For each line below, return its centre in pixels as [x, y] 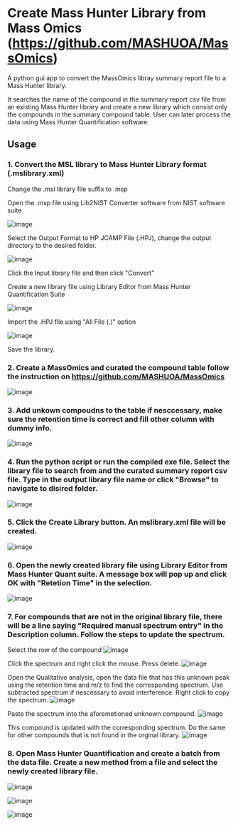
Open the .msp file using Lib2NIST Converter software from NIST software [116, 202]
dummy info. [30, 428]
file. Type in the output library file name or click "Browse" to [113, 479]
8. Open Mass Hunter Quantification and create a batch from [114, 754]
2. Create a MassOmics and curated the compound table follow [118, 367]
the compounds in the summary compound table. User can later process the [119, 114]
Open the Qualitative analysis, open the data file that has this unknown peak [119, 678]
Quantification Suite [36, 294]
